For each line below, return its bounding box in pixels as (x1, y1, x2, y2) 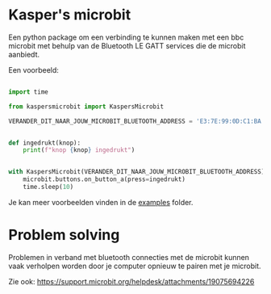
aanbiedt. (8, 49, 40, 59)
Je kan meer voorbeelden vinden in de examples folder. (8, 197, 194, 207)
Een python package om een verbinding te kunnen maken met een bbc (8, 32, 244, 42)
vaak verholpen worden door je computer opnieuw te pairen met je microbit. (8, 261, 261, 271)
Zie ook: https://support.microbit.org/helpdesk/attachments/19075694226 (8, 276, 255, 286)
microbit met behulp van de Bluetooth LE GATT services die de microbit (8, 40, 246, 50)
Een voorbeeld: (8, 65, 59, 74)
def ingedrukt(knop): (8, 139, 81, 147)
